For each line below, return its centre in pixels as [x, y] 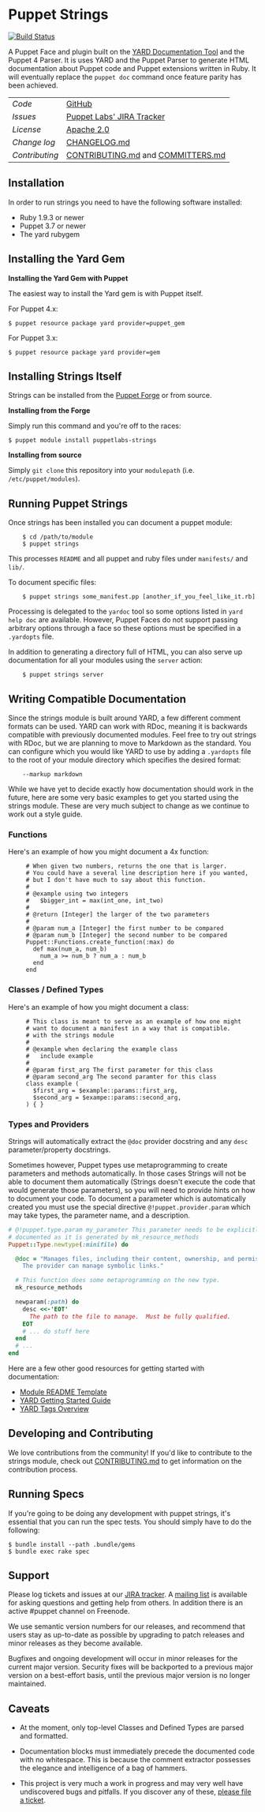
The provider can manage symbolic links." [93, 1266]
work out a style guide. [45, 814]
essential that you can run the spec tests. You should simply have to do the [130, 1521]
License [27, 129]
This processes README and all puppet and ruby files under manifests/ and [128, 559]
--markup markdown [52, 775]
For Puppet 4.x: [33, 309]
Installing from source [45, 455]
